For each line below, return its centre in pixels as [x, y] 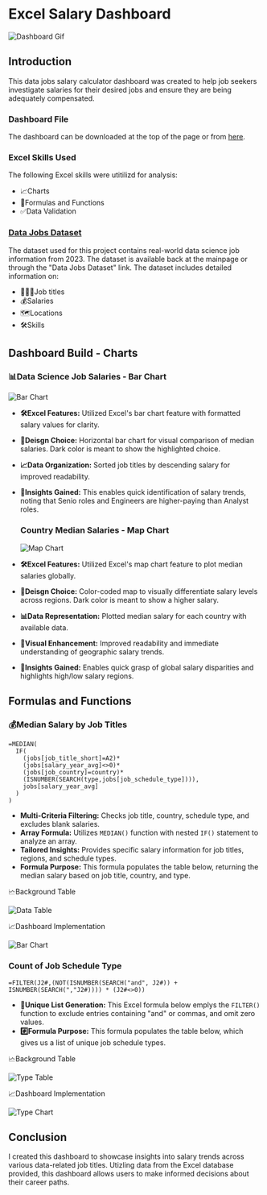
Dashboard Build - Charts [73, 353]
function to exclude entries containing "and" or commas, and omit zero [138, 1013]
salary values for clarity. [60, 425]
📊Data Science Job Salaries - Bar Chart [88, 376]
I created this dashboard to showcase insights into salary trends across [126, 1156]
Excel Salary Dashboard [90, 14]
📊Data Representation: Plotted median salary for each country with [133, 616]
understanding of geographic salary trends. [92, 651]
